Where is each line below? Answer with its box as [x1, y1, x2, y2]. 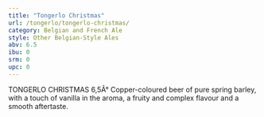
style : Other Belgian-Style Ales [8, 33, 119, 42]
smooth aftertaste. [8, 101, 69, 111]
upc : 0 [8, 63, 30, 71]
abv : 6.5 [8, 41, 37, 49]
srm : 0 [8, 56, 30, 64]
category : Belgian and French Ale [8, 26, 123, 34]
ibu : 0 [8, 48, 30, 56]
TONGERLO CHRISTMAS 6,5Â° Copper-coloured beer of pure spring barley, [8, 85, 257, 94]
